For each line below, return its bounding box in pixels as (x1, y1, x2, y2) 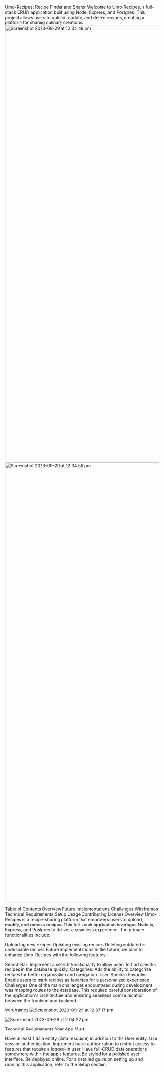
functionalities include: (5, 932, 51, 938)
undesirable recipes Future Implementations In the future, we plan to (5, 947, 143, 952)
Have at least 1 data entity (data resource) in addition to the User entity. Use (5, 1035, 158, 1041)
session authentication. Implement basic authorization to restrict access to (5, 1041, 155, 1047)
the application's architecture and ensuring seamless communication (5, 992, 144, 998)
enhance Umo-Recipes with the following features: (5, 952, 107, 958)
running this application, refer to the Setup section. (5, 1062, 107, 1067)
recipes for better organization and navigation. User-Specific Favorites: (5, 972, 148, 977)
